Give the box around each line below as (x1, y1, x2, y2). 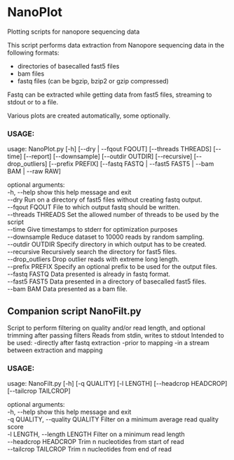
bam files (17, 69, 45, 78)
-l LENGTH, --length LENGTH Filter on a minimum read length (7, 430, 185, 438)
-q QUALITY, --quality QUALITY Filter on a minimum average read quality (7, 415, 219, 424)
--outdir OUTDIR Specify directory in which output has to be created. (7, 240, 207, 249)
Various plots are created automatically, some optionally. (7, 111, 170, 120)
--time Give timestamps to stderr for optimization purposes (7, 225, 178, 234)
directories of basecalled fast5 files (17, 62, 120, 70)
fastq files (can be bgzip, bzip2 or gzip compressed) (17, 76, 170, 85)
